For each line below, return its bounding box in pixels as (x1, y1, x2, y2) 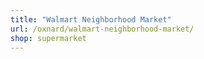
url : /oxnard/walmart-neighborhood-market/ (10, 24, 195, 34)
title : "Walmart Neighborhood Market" (10, 14, 172, 25)
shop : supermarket (10, 33, 87, 43)
